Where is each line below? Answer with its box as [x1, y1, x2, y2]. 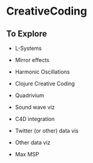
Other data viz [14, 139, 51, 146]
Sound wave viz [14, 103, 56, 111]
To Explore [6, 29, 47, 39]
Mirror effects [14, 57, 50, 63]
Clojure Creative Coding [14, 80, 75, 87]
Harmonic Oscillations [14, 68, 70, 75]
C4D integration [14, 116, 55, 122]
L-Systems [14, 44, 42, 52]
